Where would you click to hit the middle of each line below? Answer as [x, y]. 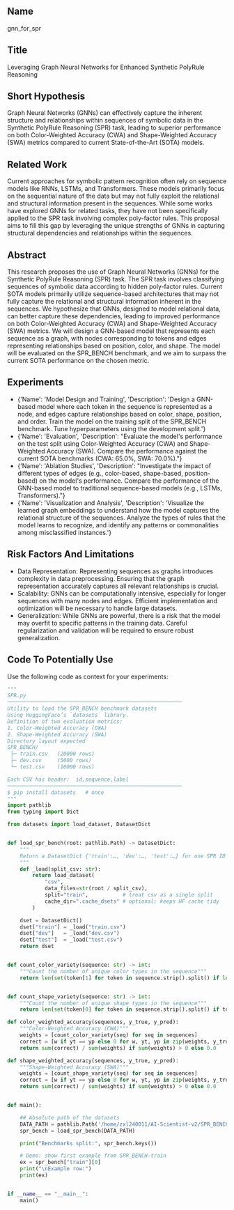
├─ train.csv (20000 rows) [53, 754]
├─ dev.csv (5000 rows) [51, 761]
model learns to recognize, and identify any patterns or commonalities [118, 525]
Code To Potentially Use [60, 660]
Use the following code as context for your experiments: [88, 676]
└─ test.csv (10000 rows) [53, 767]
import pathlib [29, 805]
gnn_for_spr [24, 28]
